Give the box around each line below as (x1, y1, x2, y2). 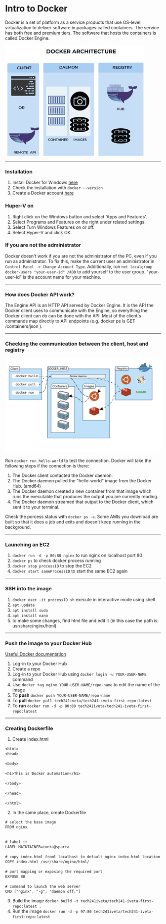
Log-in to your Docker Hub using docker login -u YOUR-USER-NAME (12, 671, 147, 677)
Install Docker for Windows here (12, 179, 78, 186)
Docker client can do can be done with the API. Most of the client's (5, 313, 142, 319)
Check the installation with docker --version (12, 185, 103, 191)
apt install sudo (12, 608, 48, 613)
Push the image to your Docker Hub (5, 640, 92, 647)
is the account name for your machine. (23, 274, 102, 280)
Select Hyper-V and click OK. (12, 229, 72, 235)
